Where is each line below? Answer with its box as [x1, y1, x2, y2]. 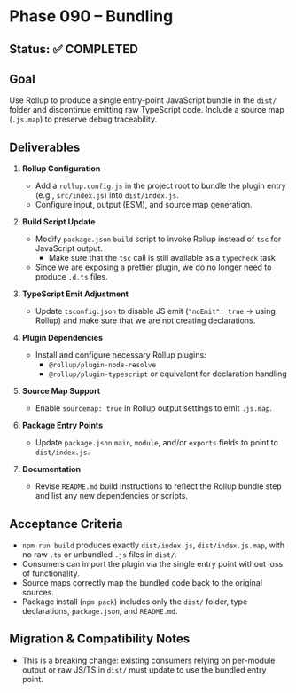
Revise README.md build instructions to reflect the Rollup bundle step [35, 481, 282, 492]
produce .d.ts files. [35, 272, 108, 282]
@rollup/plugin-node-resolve [48, 361, 157, 370]
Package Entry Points [21, 420, 104, 431]
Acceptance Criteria [9, 516, 123, 532]
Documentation [21, 464, 82, 475]
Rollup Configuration [21, 163, 101, 174]
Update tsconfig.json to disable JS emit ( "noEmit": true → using [35, 306, 277, 317]
